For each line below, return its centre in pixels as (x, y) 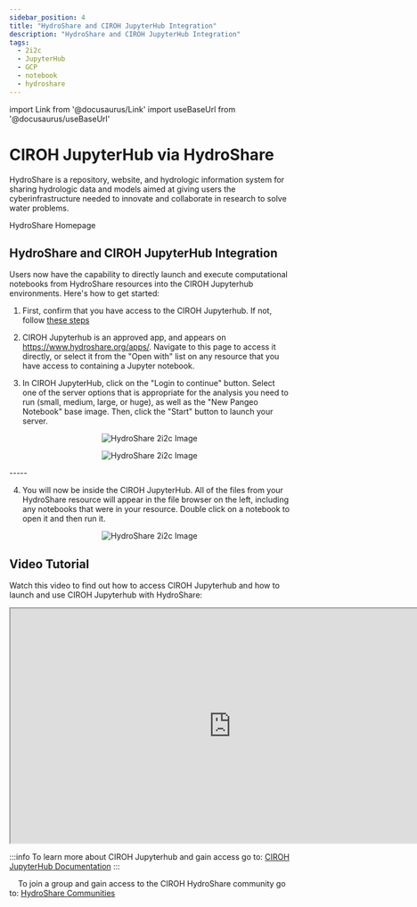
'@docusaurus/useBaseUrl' (60, 119)
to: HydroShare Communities (62, 894)
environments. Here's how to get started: (85, 293)
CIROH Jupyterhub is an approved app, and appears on (124, 338)
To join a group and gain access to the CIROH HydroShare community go (152, 884)
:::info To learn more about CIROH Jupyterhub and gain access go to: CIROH (149, 857)
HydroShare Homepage (53, 225)
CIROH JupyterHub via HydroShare (142, 155)
